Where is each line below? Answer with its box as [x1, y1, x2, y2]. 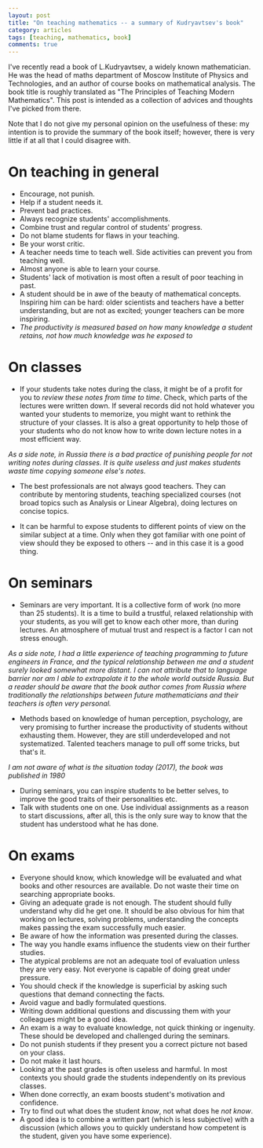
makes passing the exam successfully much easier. [19, 923, 186, 932]
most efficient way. [19, 435, 82, 443]
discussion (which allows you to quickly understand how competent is [19, 1123, 247, 1132]
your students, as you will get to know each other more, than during [19, 617, 239, 626]
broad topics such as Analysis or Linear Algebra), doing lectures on [19, 498, 238, 507]
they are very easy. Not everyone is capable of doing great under [19, 964, 231, 974]
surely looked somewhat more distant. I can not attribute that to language [8, 665, 247, 675]
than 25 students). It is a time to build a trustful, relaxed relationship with [19, 608, 254, 618]
